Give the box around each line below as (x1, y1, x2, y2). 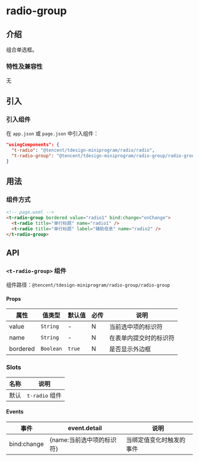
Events (6, 408, 24, 415)
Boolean (40, 345, 62, 352)
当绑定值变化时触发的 (126, 435, 185, 444)
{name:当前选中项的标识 (49, 435, 117, 444)
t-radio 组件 (27, 391, 62, 399)
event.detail (68, 424, 102, 432)
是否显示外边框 (109, 345, 151, 354)
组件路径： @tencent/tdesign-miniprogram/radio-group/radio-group (6, 281, 171, 288)
